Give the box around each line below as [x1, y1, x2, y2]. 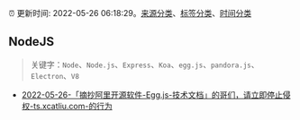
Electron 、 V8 [30, 70, 80, 81]
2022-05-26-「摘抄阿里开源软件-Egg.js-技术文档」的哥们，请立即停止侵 [21, 89, 291, 100]
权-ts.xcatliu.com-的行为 [21, 100, 114, 111]
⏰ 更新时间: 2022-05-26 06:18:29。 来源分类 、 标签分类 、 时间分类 [8, 8, 252, 18]
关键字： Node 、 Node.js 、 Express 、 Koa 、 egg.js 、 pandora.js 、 [30, 59, 259, 70]
